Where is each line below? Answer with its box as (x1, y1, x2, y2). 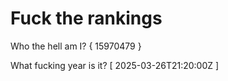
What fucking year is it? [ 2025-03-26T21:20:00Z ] (10, 59, 220, 71)
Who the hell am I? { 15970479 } (10, 40, 142, 52)
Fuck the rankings (10, 7, 163, 30)
